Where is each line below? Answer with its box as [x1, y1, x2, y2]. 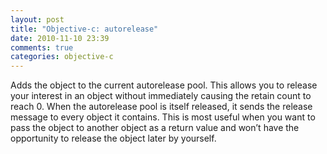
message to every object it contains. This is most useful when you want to [10, 111, 316, 123]
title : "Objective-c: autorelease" [10, 24, 159, 34]
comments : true [10, 42, 74, 53]
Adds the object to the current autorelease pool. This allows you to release [10, 79, 318, 91]
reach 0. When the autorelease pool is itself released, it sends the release [10, 101, 313, 113]
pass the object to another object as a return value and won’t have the [10, 122, 300, 134]
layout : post [10, 14, 65, 25]
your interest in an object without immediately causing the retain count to [10, 90, 312, 102]
